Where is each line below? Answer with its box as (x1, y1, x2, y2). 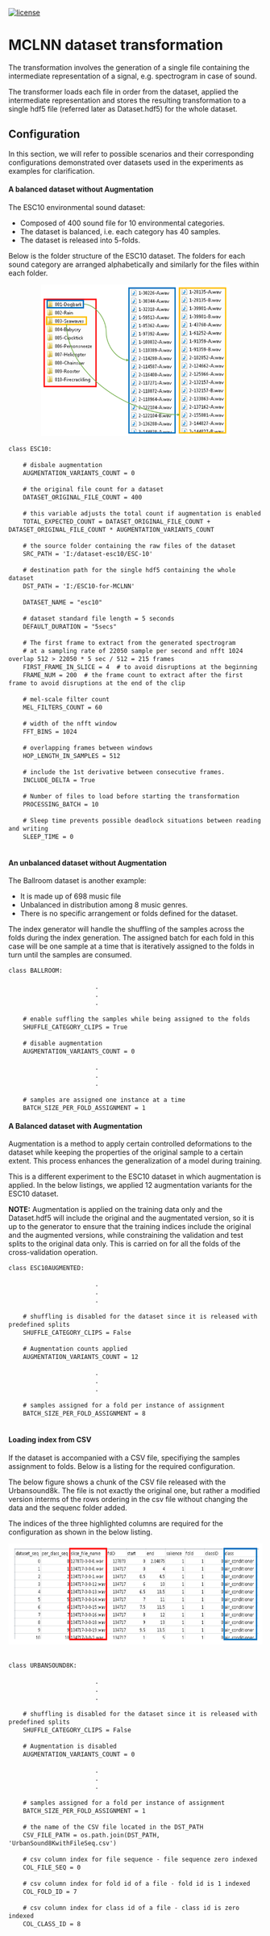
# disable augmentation (23, 1039, 103, 1048)
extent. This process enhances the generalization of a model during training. (8, 1156, 262, 1166)
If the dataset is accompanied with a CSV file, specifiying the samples (8, 1453, 240, 1463)
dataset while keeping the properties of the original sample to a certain (8, 1147, 243, 1157)
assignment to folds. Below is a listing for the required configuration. (8, 1461, 235, 1471)
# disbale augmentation (23, 461, 103, 469)
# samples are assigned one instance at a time (23, 1096, 185, 1105)
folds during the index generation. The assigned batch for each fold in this (8, 933, 255, 943)
